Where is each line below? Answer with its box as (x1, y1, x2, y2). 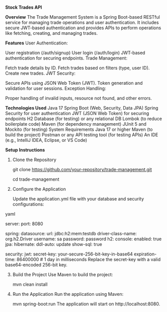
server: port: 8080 (5, 221, 44, 227)
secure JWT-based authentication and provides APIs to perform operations (5, 25, 161, 31)
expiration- (134, 251, 157, 257)
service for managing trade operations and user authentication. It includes (5, 20, 159, 25)
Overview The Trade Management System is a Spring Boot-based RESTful (5, 14, 160, 20)
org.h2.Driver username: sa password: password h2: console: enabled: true (5, 236, 162, 242)
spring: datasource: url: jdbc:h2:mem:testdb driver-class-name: (5, 231, 137, 236)
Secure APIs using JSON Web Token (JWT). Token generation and (5, 80, 143, 86)
